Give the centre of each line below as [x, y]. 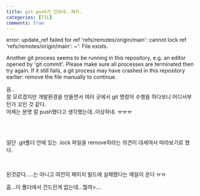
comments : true [25, 23]
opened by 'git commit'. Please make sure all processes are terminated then [100, 64]
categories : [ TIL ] [29, 17]
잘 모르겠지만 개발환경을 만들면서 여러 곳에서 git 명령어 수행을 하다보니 [89, 97]
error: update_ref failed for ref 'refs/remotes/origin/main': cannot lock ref [96, 40]
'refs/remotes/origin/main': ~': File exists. [57, 46]
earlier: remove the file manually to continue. [62, 77]
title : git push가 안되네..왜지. [44, 12]
